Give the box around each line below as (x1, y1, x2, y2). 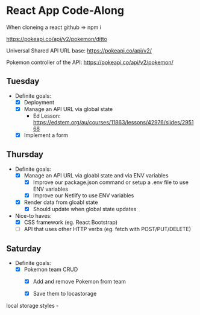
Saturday (6, 243, 42, 253)
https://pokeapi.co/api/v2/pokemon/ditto (6, 35, 107, 42)
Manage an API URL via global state (23, 105, 113, 112)
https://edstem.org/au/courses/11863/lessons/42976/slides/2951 (33, 118, 194, 126)
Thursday (6, 149, 44, 160)
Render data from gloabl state (23, 199, 98, 206)
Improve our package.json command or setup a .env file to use (33, 179, 189, 186)
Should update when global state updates (33, 206, 137, 212)
